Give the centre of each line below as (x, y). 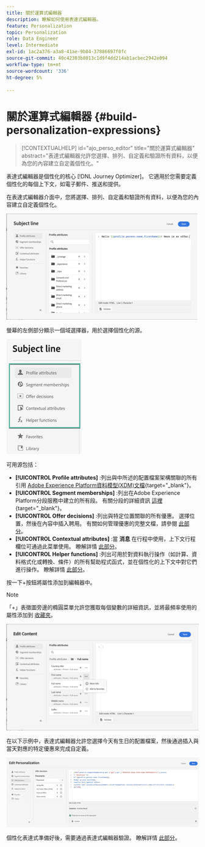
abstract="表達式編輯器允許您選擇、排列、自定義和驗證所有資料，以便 (110, 156)
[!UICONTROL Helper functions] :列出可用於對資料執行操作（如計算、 (103, 554)
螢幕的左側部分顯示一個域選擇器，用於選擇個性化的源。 (76, 330)
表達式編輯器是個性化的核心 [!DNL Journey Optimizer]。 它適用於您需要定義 (102, 176)
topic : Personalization (37, 32)
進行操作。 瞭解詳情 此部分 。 (52, 569)
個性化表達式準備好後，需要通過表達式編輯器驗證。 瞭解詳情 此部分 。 (93, 838)
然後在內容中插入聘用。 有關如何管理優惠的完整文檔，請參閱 (102, 523)
